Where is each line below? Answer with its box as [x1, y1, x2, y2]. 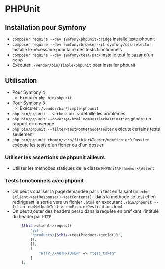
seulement [12, 131, 34, 137]
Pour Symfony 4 [12, 90, 45, 95]
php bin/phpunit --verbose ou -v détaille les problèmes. [12, 110, 127, 116]
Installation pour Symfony [5, 23, 87, 31]
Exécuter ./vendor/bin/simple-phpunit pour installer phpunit [12, 62, 136, 68]
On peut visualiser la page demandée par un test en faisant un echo [12, 188, 149, 195]
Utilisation [5, 76, 37, 85]
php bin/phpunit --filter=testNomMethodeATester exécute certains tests [12, 126, 160, 132]
